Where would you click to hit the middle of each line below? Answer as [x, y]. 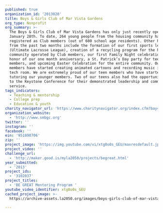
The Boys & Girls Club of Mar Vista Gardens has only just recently [80, 32]
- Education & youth [30, 104]
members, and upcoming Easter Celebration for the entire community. [81, 63]
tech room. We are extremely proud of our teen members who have [77, 73]
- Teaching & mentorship [34, 95]
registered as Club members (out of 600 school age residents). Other [82, 41]
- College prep [25, 100]
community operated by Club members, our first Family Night [73, 54]
